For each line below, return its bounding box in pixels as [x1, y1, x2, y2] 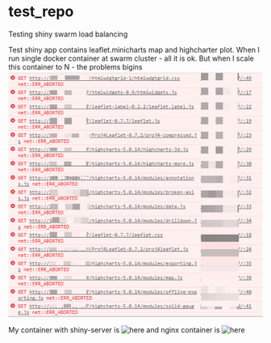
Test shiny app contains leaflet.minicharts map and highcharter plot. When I [8, 44, 261, 54]
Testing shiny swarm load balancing [8, 29, 128, 39]
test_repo [8, 2, 74, 21]
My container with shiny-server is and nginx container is [8, 324, 220, 334]
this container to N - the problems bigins [8, 61, 143, 71]
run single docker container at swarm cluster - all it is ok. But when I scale [8, 53, 254, 63]
